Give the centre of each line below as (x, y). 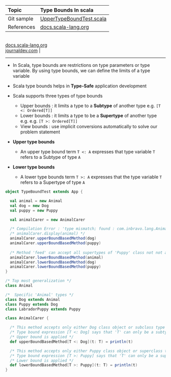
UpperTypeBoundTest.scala (73, 19)
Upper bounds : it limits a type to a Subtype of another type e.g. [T (91, 106)
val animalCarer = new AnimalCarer (48, 220)
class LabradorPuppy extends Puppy (43, 309)
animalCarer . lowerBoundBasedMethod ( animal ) (56, 257)
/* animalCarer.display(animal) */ (48, 234)
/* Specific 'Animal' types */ (39, 295)
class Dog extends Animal (33, 299)
